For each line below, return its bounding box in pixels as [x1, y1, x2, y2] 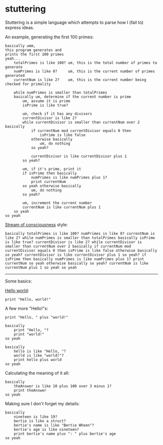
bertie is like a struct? [14, 418, 66, 423]
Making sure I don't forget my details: [5, 400, 80, 406]
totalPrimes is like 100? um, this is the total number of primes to [14, 60, 158, 65]
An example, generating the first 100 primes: [5, 34, 94, 40]
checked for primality [5, 82, 51, 86]
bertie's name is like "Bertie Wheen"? [14, 423, 95, 428]
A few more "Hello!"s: [5, 305, 49, 311]
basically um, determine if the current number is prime [14, 94, 131, 99]
